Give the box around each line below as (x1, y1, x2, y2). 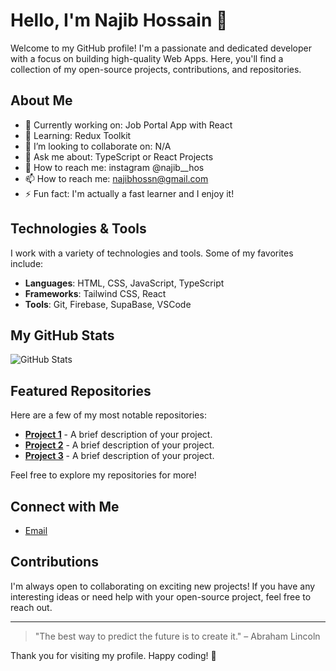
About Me (10, 92, 73, 109)
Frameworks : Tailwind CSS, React (24, 287, 167, 299)
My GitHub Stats (10, 327, 115, 344)
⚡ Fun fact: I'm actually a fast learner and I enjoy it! (24, 187, 235, 199)
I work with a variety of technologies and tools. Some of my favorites (10, 247, 294, 259)
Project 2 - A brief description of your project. (24, 439, 215, 451)
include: (10, 257, 44, 269)
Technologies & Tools (10, 220, 147, 238)
